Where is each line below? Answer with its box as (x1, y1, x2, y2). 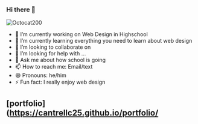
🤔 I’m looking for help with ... (14, 50, 86, 57)
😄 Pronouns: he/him (14, 72, 66, 79)
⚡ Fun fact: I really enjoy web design (14, 78, 106, 86)
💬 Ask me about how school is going (14, 57, 106, 64)
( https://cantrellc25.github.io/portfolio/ (6, 108, 159, 118)
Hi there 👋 (6, 5, 36, 14)
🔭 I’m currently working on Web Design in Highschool (14, 31, 148, 38)
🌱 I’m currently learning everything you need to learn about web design (14, 37, 193, 45)
